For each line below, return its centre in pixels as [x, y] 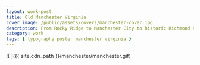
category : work [25, 34]
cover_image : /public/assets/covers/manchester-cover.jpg [79, 22]
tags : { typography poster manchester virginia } [69, 39]
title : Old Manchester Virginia [46, 17]
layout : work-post [29, 12]
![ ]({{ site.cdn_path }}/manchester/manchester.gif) [68, 56]
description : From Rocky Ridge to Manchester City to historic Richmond [98, 28]
